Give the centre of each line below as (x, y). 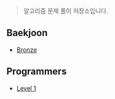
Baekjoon (27, 33)
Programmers (36, 72)
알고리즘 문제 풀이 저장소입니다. (65, 11)
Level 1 (26, 88)
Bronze (27, 49)
